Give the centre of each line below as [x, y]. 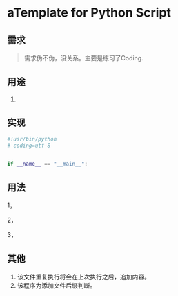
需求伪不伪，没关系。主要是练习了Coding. [83, 58]
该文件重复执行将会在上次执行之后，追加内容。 [83, 277]
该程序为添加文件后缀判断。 [57, 285]
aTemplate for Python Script [89, 13]
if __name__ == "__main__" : [48, 164]
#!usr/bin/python [32, 139]
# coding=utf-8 [29, 146]
